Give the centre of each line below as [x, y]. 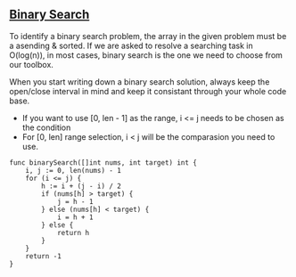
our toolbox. [31, 64]
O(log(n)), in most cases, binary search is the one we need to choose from [146, 55]
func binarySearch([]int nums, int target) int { [103, 163]
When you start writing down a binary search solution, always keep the [140, 81]
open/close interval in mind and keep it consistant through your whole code [148, 91]
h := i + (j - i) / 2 [82, 186]
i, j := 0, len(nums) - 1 [74, 170]
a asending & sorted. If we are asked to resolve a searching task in [132, 45]
